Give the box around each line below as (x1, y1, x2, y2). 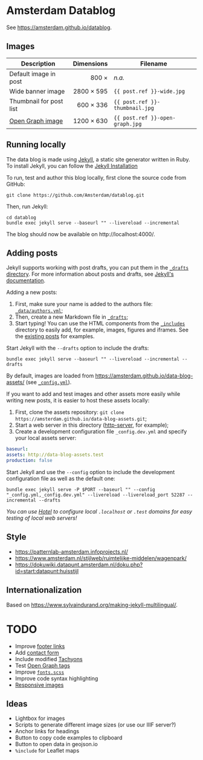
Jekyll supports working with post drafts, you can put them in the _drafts (6, 264, 189, 271)
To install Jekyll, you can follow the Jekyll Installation (6, 162, 138, 169)
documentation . (6, 277, 46, 284)
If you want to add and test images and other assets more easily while (6, 390, 181, 398)
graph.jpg (114, 120, 142, 127)
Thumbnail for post (9, 97, 63, 105)
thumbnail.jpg (114, 104, 154, 111)
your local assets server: (14, 435, 77, 442)
